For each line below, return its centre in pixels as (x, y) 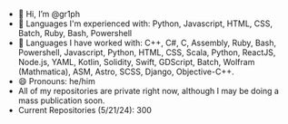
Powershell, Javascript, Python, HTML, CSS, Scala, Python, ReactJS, (147, 52)
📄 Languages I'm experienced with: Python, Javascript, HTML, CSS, (145, 24)
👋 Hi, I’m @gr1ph (49, 14)
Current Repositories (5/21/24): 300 (85, 110)
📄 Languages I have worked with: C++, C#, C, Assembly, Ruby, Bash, (147, 43)
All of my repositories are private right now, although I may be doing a (149, 91)
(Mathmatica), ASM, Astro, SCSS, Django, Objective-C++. (126, 72)
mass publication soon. (61, 100)
